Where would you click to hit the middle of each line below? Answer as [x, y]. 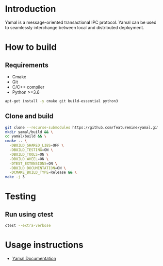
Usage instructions [44, 245]
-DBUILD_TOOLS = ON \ [29, 154]
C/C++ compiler [28, 87]
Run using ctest [29, 214]
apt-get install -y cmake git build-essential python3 [62, 101]
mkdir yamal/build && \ [29, 132]
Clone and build [29, 116]
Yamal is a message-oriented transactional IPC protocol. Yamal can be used [81, 22]
